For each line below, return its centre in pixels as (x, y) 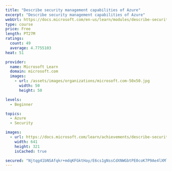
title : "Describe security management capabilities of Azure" (73, 10)
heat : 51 (15, 53)
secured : (15, 161)
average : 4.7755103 (31, 48)
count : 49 (20, 43)
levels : (14, 100)
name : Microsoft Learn (34, 67)
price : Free (18, 29)
